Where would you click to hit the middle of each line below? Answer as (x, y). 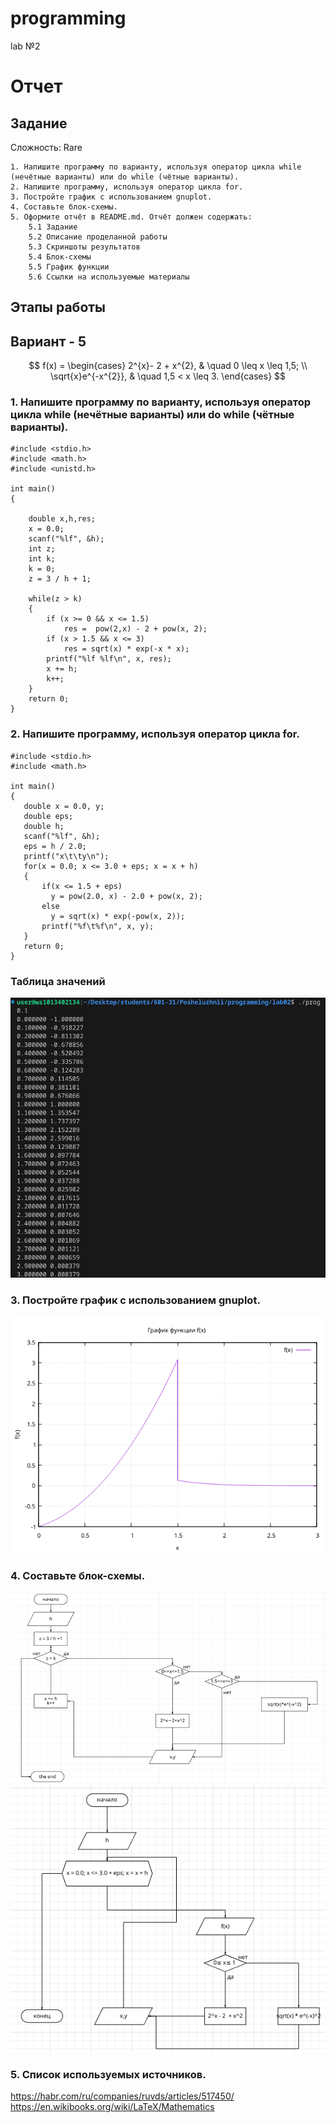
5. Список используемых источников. (108, 2075)
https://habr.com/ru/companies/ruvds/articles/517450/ (122, 2096)
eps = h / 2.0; (55, 846)
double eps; (48, 816)
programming (68, 18)
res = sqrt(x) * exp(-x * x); (126, 649)
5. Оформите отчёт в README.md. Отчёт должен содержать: (131, 217)
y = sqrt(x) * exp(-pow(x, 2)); (118, 916)
